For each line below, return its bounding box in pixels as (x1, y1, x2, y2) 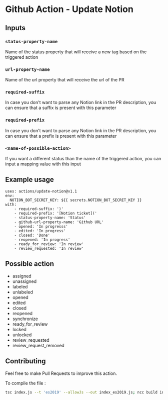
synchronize (12, 316, 38, 322)
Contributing (5, 357, 46, 365)
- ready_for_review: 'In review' (14, 241, 84, 247)
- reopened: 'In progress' (14, 237, 70, 242)
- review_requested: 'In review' (14, 246, 84, 251)
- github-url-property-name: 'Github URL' (14, 220, 104, 225)
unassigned (12, 278, 36, 284)
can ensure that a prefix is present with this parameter (5, 133, 117, 139)
